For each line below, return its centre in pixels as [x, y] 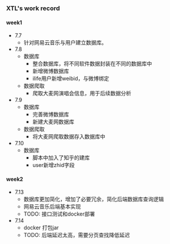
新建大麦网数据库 [53, 122]
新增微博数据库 [51, 71]
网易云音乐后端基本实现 [52, 207]
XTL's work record [33, 8]
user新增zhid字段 [54, 165]
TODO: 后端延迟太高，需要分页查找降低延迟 [77, 235]
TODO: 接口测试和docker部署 [59, 214]
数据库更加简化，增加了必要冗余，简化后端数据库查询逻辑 [94, 199]
